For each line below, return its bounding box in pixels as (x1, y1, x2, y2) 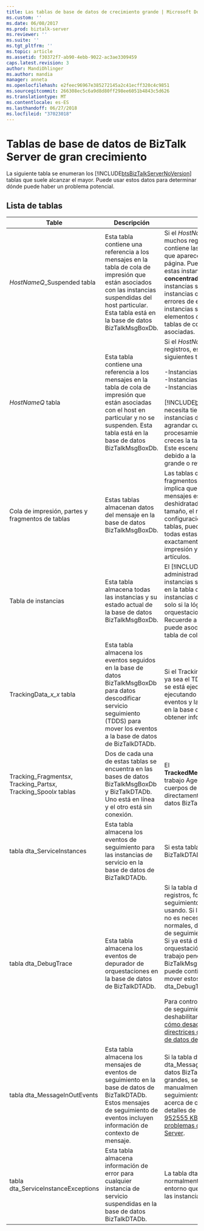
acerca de (164, 1098, 193, 1107)
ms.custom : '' (6, 15, 42, 21)
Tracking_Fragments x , (9, 772, 73, 781)
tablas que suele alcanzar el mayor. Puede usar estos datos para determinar (6, 176, 197, 184)
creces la (164, 436, 191, 445)
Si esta (164, 843, 184, 851)
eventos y (164, 698, 192, 706)
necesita (164, 406, 189, 414)
